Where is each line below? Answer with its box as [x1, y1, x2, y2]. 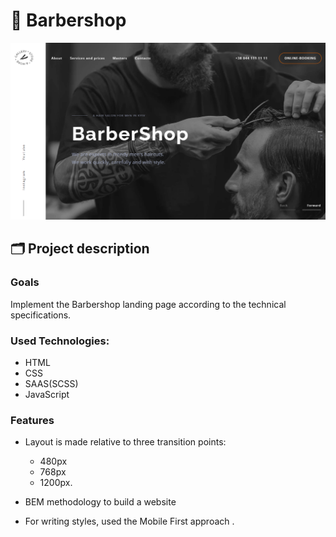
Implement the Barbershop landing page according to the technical [10, 298, 287, 310]
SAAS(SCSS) [24, 377, 79, 389]
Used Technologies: [10, 334, 110, 348]
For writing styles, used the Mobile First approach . [24, 515, 235, 528]
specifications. [10, 309, 72, 321]
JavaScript [24, 388, 70, 400]
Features [10, 413, 55, 427]
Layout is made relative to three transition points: [24, 436, 227, 448]
